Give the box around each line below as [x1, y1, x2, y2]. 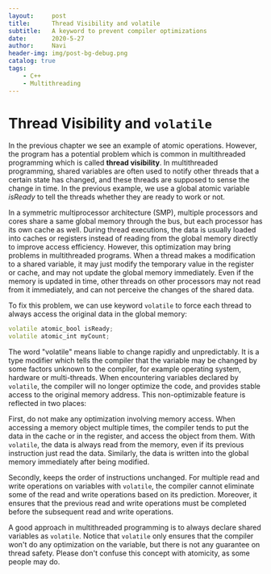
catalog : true [8, 57, 56, 65]
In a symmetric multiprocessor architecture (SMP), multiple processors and [8, 207, 258, 218]
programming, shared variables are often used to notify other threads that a [8, 166, 260, 176]
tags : [8, 65, 27, 73]
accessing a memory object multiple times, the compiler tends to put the [8, 423, 249, 433]
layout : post [8, 11, 67, 20]
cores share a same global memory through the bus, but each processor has [8, 216, 264, 226]
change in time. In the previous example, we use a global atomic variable [8, 183, 250, 194]
